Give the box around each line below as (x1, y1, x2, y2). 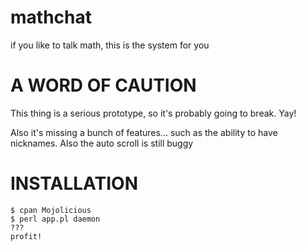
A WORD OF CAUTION (10, 74, 197, 97)
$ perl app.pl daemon (10, 214, 101, 224)
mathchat (10, 6, 92, 29)
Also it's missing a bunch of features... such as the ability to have (10, 126, 278, 138)
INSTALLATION (10, 172, 138, 195)
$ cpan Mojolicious (10, 205, 92, 215)
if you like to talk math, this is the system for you (10, 39, 210, 51)
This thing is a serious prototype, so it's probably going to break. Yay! (10, 107, 297, 119)
